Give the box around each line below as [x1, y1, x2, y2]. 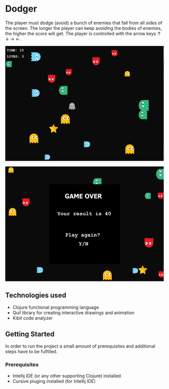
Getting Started [5, 329, 55, 338]
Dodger [5, 3, 37, 15]
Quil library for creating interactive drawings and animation [12, 310, 135, 316]
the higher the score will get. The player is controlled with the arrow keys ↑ [5, 30, 161, 36]
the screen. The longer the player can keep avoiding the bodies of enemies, [5, 25, 162, 31]
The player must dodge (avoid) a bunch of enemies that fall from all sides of [5, 20, 162, 26]
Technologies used [5, 291, 66, 300]
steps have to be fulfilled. [5, 349, 58, 355]
